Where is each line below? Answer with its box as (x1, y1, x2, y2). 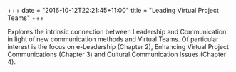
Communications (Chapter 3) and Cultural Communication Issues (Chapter (7, 50, 227, 58)
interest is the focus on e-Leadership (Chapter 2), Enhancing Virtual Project (7, 43, 230, 51)
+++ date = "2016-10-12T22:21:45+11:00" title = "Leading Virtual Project (7, 6, 220, 14)
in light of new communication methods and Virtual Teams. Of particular (7, 35, 219, 43)
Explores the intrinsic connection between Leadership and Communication (7, 28, 227, 36)
